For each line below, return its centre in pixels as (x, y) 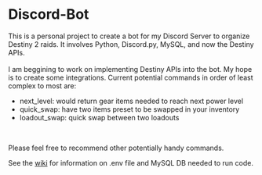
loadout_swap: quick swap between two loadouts (99, 117)
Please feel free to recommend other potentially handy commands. (116, 148)
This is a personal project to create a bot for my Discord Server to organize (129, 36)
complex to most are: (42, 86)
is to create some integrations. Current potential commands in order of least (131, 77)
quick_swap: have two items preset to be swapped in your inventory (129, 109)
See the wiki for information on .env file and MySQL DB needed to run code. (131, 162)
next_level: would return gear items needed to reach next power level (131, 101)
